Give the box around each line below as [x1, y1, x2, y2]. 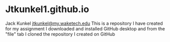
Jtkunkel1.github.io [5, 4, 90, 15]
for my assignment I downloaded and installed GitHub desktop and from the [5, 25, 165, 31]
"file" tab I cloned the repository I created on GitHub [5, 31, 115, 37]
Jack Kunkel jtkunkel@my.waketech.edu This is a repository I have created [5, 20, 163, 26]
